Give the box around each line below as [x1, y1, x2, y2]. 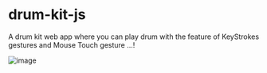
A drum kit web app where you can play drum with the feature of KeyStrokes [8, 32, 260, 41]
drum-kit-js [8, 6, 86, 24]
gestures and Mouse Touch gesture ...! [8, 40, 135, 49]
